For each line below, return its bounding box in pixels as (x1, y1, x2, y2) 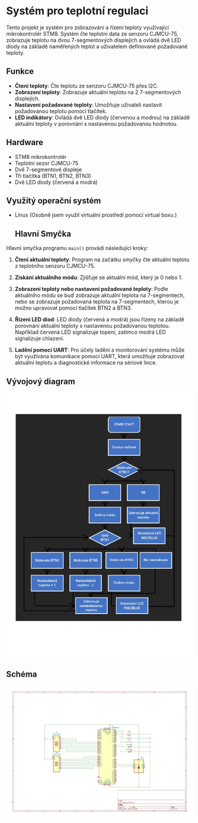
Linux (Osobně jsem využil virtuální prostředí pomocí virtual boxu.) (14, 211, 177, 218)
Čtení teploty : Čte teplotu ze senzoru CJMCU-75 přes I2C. (14, 82, 159, 89)
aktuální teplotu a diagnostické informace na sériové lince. (14, 359, 157, 367)
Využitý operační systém (6, 195, 101, 206)
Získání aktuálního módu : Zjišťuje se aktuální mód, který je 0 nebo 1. (14, 274, 183, 281)
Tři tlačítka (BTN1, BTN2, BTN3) (14, 172, 91, 179)
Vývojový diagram (6, 376, 75, 386)
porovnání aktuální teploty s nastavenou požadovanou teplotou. (14, 323, 170, 330)
